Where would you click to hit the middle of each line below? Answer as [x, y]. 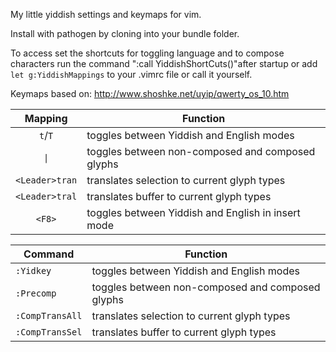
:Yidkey [33, 270]
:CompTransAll [49, 315]
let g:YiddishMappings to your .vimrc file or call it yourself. [131, 74]
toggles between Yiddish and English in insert [193, 212]
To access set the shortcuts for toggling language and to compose [147, 53]
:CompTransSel [49, 332]
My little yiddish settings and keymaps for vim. [106, 14]
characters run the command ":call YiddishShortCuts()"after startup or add [164, 63]
